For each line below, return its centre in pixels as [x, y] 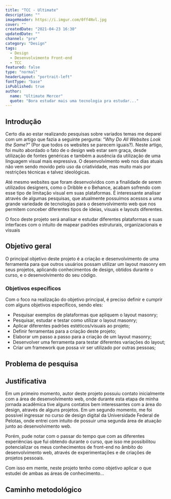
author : [14, 91]
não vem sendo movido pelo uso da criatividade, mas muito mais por [78, 167]
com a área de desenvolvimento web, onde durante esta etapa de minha [82, 399]
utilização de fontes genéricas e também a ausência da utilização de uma [83, 156]
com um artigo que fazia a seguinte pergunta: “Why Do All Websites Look [83, 140]
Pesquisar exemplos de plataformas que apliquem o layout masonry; [85, 315]
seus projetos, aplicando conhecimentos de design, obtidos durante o [79, 270]
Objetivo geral [28, 246]
